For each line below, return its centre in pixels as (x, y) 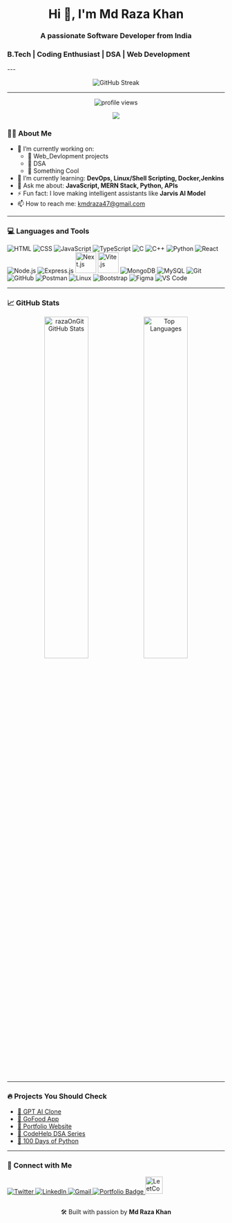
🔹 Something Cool (53, 171)
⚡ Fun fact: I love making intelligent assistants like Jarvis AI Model (111, 193)
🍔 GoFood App (38, 1119)
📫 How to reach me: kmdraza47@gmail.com (81, 203)
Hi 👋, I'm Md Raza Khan (116, 14)
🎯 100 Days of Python (48, 1141)
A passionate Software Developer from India (116, 36)
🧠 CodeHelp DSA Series (51, 1133)
